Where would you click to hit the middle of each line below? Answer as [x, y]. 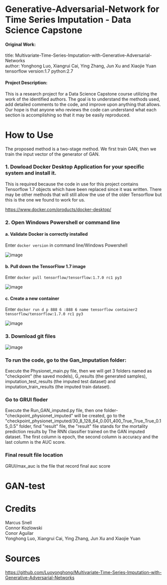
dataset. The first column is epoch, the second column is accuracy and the [82, 437]
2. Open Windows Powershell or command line [63, 222]
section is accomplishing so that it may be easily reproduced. [68, 115]
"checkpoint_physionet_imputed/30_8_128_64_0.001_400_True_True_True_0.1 [83, 421]
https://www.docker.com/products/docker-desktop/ [58, 209]
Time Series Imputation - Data [68, 20]
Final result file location [34, 455]
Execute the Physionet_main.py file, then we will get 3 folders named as [79, 371]
